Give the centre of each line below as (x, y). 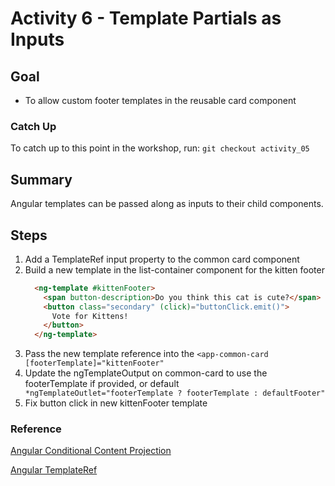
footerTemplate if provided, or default (102, 384)
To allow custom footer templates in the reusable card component (160, 100)
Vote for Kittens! (90, 316)
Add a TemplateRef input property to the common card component (162, 259)
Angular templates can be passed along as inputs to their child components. (167, 204)
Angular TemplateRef (54, 470)
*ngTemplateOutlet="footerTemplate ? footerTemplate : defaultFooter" (175, 393)
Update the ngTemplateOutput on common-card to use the (146, 373)
